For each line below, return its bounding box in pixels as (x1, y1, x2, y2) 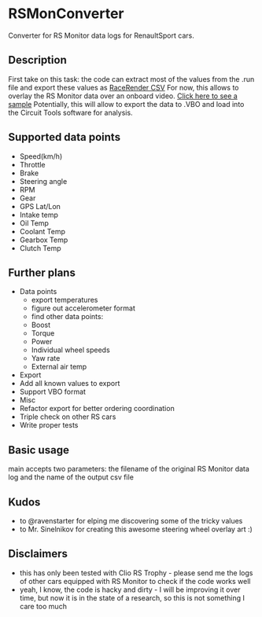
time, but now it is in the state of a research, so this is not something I (19, 593, 245, 602)
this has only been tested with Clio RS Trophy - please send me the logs (19, 567, 253, 578)
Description (8, 53, 67, 67)
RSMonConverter (8, 5, 124, 23)
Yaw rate (31, 354, 61, 363)
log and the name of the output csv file (8, 472, 134, 482)
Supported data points (8, 130, 120, 144)
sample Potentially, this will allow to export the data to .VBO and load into (8, 99, 245, 108)
